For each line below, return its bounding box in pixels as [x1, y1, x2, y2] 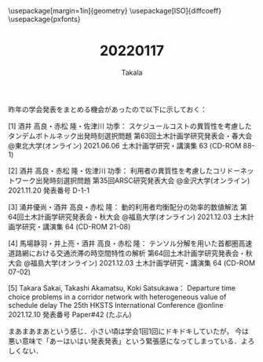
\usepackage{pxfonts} [8, 14, 81, 24]
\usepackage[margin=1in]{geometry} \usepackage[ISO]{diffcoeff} [8, 6, 222, 15]
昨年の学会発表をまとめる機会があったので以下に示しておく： [8, 104, 208, 114]
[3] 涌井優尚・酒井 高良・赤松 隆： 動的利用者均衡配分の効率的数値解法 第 [8, 202, 247, 211]
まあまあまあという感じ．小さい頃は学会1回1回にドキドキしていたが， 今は [8, 326, 250, 335]
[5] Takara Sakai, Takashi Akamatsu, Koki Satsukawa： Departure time [8, 283, 236, 292]
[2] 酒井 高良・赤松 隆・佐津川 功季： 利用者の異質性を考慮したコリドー [8, 166, 241, 175]
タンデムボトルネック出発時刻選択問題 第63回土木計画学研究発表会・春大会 [8, 131, 253, 141]
